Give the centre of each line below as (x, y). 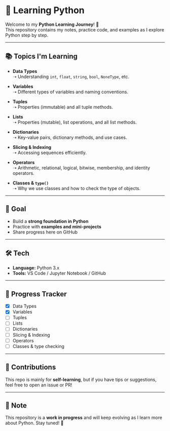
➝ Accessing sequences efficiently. (50, 152)
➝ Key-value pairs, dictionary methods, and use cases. (70, 137)
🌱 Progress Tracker (36, 294)
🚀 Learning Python (45, 10)
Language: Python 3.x (36, 268)
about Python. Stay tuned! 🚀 (35, 423)
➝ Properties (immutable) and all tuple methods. (63, 107)
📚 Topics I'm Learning (41, 56)
